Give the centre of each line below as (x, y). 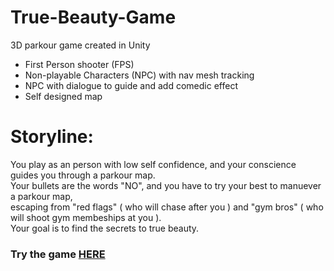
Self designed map (63, 96)
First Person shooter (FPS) (79, 64)
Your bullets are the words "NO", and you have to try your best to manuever (166, 185)
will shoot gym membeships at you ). (86, 217)
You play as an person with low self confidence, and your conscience (153, 164)
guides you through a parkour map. (83, 175)
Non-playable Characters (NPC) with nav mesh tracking (139, 75)
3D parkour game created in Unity (80, 45)
